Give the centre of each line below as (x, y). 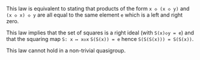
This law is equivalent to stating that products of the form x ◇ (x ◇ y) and (98, 9)
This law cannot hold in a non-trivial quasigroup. (66, 50)
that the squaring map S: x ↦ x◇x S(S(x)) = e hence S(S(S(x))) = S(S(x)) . (100, 39)
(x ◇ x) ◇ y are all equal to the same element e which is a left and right (95, 15)
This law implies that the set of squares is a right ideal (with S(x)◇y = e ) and (100, 33)
